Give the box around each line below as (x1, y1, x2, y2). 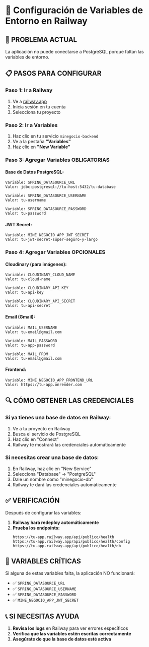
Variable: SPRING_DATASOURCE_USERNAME (5, 193, 87, 199)
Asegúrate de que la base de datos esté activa (12, 636, 112, 642)
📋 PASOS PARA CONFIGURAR (5, 69, 102, 78)
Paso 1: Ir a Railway (5, 87, 53, 94)
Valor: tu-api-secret (5, 303, 51, 308)
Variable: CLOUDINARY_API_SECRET (5, 299, 76, 304)
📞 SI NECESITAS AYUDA (5, 612, 80, 620)
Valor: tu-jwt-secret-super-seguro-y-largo (5, 237, 98, 242)
